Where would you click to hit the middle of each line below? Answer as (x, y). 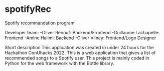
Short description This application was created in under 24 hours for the (79, 47)
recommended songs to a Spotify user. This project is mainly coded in (77, 58)
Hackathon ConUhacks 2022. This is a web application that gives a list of (80, 53)
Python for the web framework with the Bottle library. (59, 63)
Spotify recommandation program (40, 23)
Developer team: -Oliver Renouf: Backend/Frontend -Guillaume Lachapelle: (82, 32)
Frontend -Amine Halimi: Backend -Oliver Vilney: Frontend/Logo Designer (80, 38)
